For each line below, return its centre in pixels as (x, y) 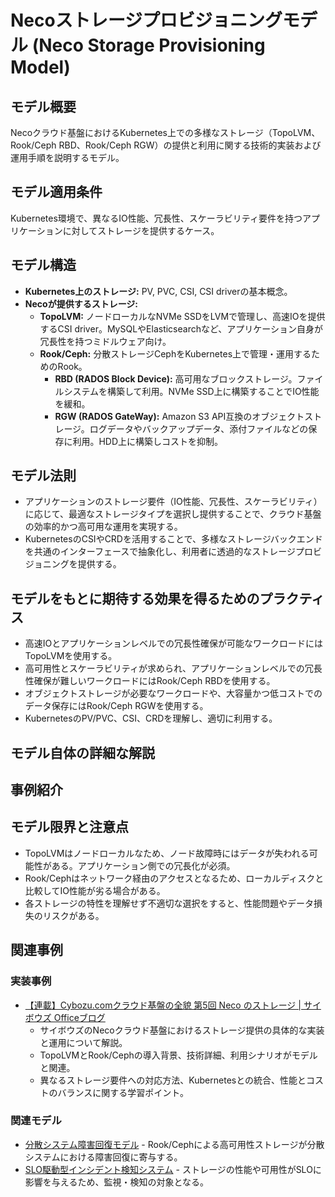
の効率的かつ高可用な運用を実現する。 (103, 527)
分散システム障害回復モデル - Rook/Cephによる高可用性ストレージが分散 (174, 1144)
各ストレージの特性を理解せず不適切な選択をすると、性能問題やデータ (169, 903)
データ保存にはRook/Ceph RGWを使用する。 (116, 706)
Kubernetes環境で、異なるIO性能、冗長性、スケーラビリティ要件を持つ (156, 218)
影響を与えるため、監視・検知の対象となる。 (116, 1182)
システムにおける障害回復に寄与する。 (103, 1157)
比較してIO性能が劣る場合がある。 (95, 890)
